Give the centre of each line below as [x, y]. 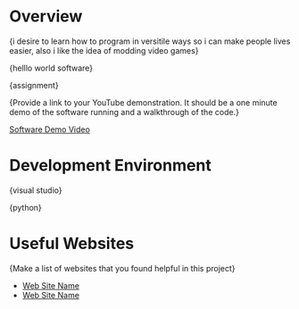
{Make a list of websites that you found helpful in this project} [122, 268]
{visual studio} [36, 190]
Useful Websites [72, 244]
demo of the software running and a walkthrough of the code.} [124, 112]
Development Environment [110, 166]
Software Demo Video [50, 129]
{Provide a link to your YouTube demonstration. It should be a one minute [144, 102]
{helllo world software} [51, 68]
